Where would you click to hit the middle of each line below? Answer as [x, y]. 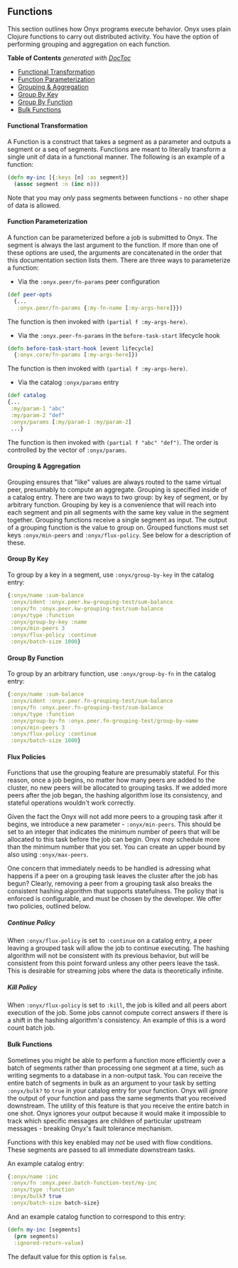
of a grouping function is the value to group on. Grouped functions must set [118, 527]
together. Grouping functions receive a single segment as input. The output [117, 520]
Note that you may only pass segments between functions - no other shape [118, 197]
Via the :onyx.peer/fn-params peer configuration [88, 282]
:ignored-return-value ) [49, 1243]
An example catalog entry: [46, 1163]
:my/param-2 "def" [38, 415]
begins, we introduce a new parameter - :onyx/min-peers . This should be [114, 824]
